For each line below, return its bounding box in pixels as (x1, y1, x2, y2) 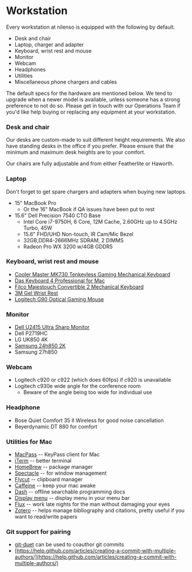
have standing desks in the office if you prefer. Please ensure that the (6, 142, 174, 150)
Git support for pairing (6, 528, 71, 536)
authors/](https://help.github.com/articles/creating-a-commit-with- (14, 553, 177, 560)
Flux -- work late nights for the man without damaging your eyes (14, 501, 170, 508)
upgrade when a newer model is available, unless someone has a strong (6, 95, 180, 103)
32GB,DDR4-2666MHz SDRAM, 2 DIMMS (23, 237, 124, 244)
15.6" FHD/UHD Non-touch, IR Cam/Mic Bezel (23, 230, 133, 238)
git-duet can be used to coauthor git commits (14, 541, 124, 548)
